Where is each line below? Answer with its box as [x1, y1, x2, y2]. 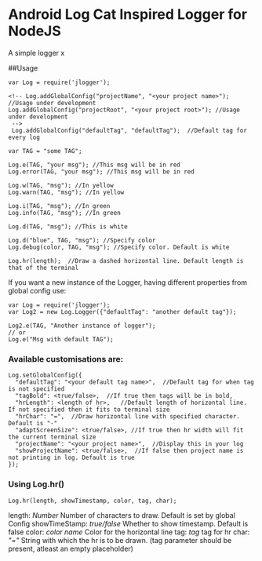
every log [8, 133, 41, 141]
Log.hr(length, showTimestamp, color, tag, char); [8, 497, 177, 505]
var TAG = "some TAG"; [8, 147, 82, 155]
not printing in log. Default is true [8, 454, 135, 462]
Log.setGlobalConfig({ [8, 371, 82, 380]
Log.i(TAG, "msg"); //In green [8, 202, 111, 209]
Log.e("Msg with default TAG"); [8, 335, 114, 343]
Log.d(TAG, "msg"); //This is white [8, 222, 128, 231]
